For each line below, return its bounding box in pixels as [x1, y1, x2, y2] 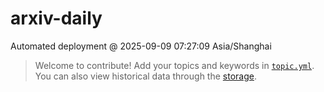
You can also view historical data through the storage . [34, 70, 257, 82]
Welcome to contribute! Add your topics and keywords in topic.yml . [34, 59, 315, 71]
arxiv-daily [10, 7, 103, 30]
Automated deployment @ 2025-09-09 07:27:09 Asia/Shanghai [10, 40, 272, 52]
